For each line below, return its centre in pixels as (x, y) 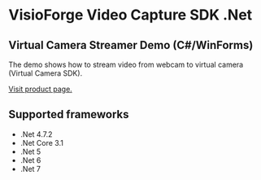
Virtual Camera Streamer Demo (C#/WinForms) (131, 45)
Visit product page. (41, 89)
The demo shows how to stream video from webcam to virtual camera (126, 64)
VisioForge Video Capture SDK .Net (130, 15)
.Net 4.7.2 (36, 134)
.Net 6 (30, 160)
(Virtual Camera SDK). (46, 73)
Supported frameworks (69, 114)
